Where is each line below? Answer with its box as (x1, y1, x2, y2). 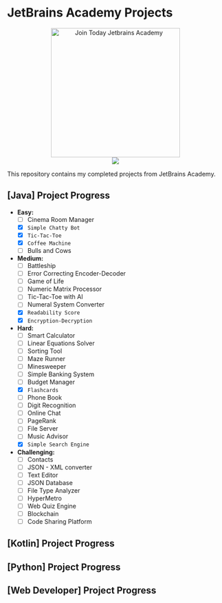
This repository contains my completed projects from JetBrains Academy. (7, 170, 216, 178)
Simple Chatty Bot (27, 224, 80, 232)
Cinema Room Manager (27, 215, 95, 223)
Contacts (27, 455, 54, 463)
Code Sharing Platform (27, 518, 92, 525)
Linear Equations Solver (27, 339, 95, 347)
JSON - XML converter (27, 463, 93, 471)
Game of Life (27, 277, 65, 285)
